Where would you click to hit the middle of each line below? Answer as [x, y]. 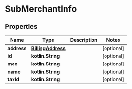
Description [84, 40]
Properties [21, 27]
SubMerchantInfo [41, 9]
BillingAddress [48, 48]
